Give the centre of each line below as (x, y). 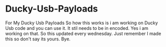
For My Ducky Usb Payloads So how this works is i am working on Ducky (82, 23)
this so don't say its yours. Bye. (38, 39)
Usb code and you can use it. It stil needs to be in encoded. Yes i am (77, 28)
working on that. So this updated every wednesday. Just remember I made (83, 33)
